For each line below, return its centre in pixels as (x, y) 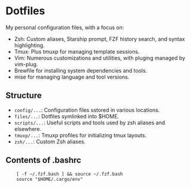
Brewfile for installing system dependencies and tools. (81, 70)
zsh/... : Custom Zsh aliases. (50, 142)
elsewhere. (28, 129)
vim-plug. (26, 64)
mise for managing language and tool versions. (72, 77)
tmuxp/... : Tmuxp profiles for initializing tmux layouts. (80, 135)
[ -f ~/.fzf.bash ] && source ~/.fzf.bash (70, 174)
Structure (24, 95)
